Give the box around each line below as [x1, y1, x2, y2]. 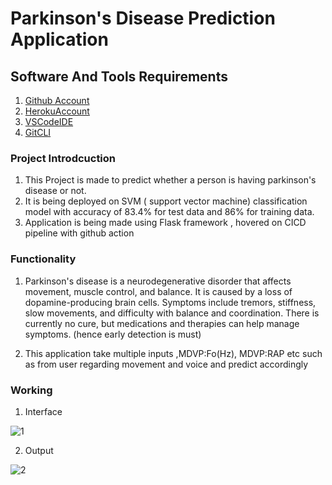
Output [24, 444, 54, 456]
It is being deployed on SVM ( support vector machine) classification [24, 195, 308, 207]
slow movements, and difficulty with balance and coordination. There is [24, 307, 320, 319]
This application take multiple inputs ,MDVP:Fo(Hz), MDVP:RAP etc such [24, 347, 323, 359]
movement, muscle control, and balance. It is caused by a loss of [24, 285, 293, 297]
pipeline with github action [24, 227, 135, 239]
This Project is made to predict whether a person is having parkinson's [24, 174, 317, 186]
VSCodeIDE [24, 116, 74, 127]
